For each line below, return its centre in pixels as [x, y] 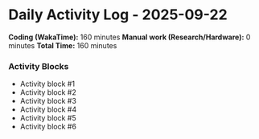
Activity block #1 [47, 84]
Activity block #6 [48, 127]
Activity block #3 [48, 101]
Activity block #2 [48, 92]
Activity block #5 [48, 118]
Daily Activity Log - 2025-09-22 [118, 15]
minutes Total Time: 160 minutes [63, 45]
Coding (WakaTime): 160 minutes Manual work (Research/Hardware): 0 [129, 37]
